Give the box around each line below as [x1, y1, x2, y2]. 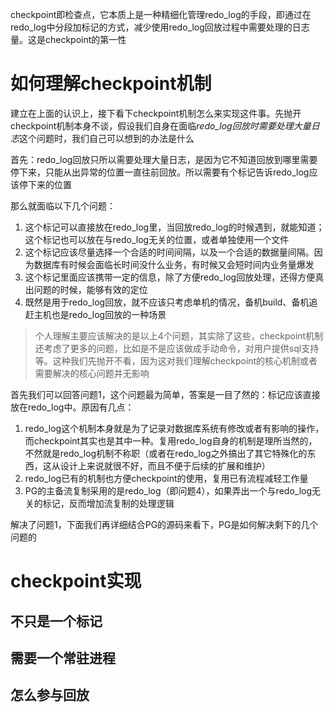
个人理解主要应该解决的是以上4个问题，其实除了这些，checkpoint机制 [34, 329, 324, 342]
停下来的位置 [18, 178, 72, 190]
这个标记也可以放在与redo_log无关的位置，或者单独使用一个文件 [24, 233, 290, 245]
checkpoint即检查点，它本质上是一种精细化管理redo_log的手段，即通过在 [10, 9, 312, 20]
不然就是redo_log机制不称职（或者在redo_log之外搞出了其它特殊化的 [24, 447, 308, 459]
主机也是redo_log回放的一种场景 [33, 308, 167, 320]
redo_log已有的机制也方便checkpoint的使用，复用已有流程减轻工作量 [24, 472, 309, 484]
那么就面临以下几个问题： [10, 199, 116, 212]
